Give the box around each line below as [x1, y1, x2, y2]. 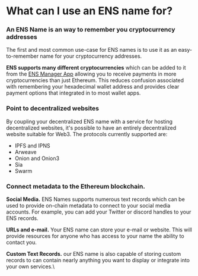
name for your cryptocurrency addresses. [40, 52, 142, 60]
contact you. [6, 239, 37, 246]
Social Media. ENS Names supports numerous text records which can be [6, 196, 185, 203]
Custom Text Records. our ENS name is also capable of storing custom [6, 250, 181, 258]
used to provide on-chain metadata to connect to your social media [6, 202, 171, 209]
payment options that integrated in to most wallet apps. [6, 89, 141, 96]
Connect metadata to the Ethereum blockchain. [6, 182, 145, 190]
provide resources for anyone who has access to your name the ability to [6, 233, 185, 240]
